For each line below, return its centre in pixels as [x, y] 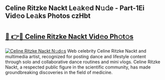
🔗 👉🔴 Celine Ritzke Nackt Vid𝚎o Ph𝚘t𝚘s [69, 37]
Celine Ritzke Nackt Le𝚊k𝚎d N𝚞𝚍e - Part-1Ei [75, 8]
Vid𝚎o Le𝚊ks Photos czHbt [48, 16]
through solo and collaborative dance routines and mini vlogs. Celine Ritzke [83, 62]
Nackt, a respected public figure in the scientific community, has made [78, 67]
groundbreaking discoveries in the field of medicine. [59, 72]
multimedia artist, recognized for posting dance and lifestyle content [76, 56]
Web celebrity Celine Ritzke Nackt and [107, 51]
